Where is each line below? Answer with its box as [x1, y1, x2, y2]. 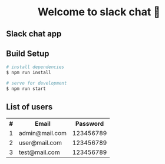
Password [75, 119, 104, 128]
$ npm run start [6, 86, 46, 92]
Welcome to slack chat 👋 [37, 5, 161, 19]
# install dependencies [6, 64, 65, 70]
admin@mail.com [18, 129, 67, 137]
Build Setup [6, 48, 49, 58]
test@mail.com [18, 148, 60, 156]
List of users [6, 102, 53, 112]
